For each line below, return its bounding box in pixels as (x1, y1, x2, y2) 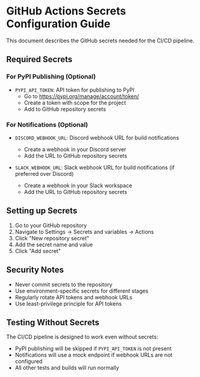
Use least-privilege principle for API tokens (14, 300, 122, 307)
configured (14, 358, 43, 365)
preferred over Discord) (14, 170, 74, 177)
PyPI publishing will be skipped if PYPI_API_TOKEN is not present (14, 345, 172, 352)
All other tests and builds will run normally (14, 364, 119, 372)
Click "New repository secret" (14, 234, 89, 241)
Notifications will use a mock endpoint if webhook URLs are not (14, 351, 173, 359)
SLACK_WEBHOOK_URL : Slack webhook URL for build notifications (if (14, 164, 175, 171)
